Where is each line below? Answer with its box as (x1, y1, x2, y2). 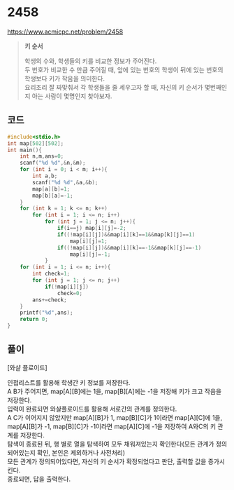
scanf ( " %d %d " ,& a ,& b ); (32, 179, 98, 186)
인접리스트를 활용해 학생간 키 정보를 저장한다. (7, 378, 131, 386)
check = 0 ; (57, 290, 82, 297)
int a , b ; (32, 172, 58, 179)
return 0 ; (20, 316, 49, 323)
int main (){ (7, 147, 42, 154)
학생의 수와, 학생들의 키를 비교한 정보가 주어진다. (24, 57, 157, 65)
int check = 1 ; (32, 271, 71, 278)
